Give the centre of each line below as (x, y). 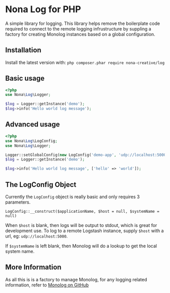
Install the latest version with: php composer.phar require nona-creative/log (85, 62)
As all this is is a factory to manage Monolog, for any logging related (76, 279)
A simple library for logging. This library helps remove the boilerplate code (83, 23)
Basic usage (25, 78)
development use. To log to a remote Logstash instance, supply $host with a (84, 231)
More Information (33, 267)
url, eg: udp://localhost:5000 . (37, 236)
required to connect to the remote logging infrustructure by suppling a (78, 28)
